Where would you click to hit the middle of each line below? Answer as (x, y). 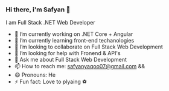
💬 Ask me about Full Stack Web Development (71, 60)
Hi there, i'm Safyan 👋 (38, 10)
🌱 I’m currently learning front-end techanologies (74, 41)
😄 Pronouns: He (35, 75)
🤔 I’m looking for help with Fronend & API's (68, 53)
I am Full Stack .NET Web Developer (50, 23)
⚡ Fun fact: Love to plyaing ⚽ (51, 82)
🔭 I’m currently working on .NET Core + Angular (74, 34)
